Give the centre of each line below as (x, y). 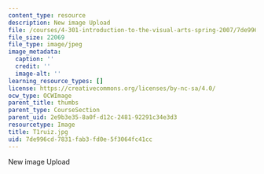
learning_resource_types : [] (56, 81)
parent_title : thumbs (44, 103)
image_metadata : (35, 52)
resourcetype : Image (42, 125)
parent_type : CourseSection (54, 111)
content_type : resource (47, 15)
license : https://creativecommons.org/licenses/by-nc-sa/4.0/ (112, 88)
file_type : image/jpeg (45, 45)
